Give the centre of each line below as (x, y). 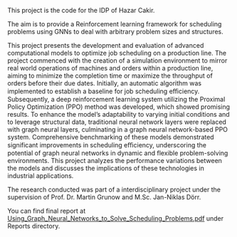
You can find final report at (47, 211)
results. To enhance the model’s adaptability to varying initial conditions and (118, 114)
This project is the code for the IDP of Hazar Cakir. (81, 10)
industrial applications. (41, 176)
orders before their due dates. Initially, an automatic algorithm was (104, 83)
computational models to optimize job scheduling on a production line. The (117, 53)
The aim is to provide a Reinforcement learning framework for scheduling (115, 24)
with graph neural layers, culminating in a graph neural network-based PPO (118, 130)
